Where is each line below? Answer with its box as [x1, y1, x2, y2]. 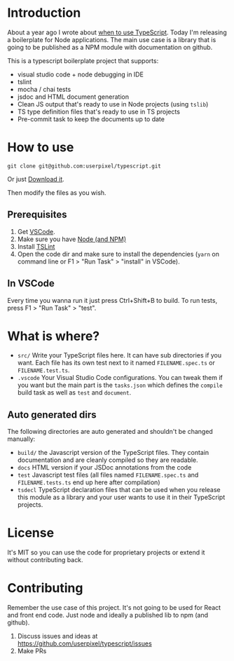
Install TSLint [17, 242, 55, 250]
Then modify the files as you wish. [7, 188, 106, 197]
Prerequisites [7, 209, 67, 221]
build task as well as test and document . [17, 388, 132, 397]
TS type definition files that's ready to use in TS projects [17, 107, 181, 116]
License [7, 525, 55, 541]
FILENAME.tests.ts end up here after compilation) [17, 478, 160, 486]
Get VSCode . [17, 227, 55, 236]
